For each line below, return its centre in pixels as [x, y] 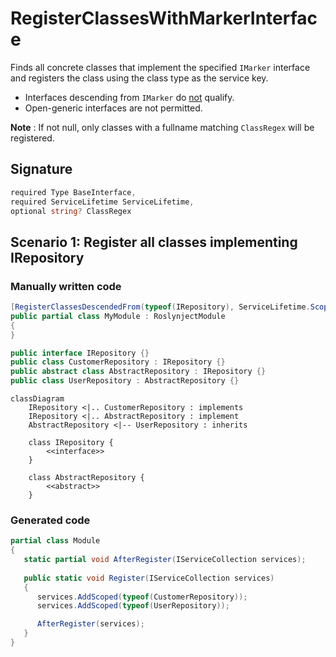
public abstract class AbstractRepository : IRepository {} [138, 372]
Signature [41, 169]
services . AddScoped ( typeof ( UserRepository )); [133, 606]
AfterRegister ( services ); [90, 624]
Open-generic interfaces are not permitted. [113, 108]
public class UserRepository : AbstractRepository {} [125, 381]
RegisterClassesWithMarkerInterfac [164, 18]
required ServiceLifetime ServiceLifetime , [102, 202]
